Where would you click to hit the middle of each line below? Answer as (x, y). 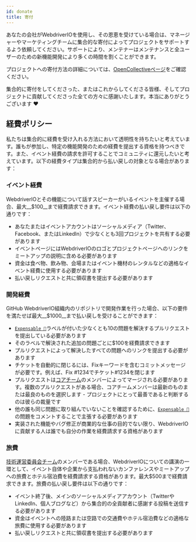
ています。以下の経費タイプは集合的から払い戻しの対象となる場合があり (98, 161)
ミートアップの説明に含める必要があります (66, 256)
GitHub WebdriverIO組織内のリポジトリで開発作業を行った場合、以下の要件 (97, 308)
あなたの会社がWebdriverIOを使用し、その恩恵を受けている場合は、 (88, 34)
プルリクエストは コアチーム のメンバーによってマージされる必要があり (99, 379)
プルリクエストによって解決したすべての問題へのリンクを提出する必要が (101, 350)
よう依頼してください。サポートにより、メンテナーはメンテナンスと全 (95, 49)
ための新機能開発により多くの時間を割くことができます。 (90, 56)
